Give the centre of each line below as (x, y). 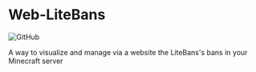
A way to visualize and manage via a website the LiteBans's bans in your (128, 52)
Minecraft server (36, 61)
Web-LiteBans (57, 15)
